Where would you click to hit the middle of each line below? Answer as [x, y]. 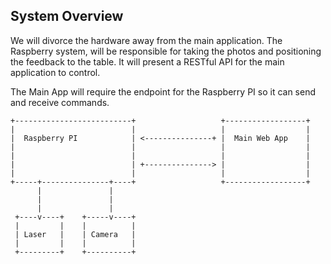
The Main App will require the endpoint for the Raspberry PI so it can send [163, 91]
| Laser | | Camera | [75, 234]
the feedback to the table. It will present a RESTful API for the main [147, 61]
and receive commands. [60, 102]
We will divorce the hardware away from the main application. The [146, 40]
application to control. [55, 72]
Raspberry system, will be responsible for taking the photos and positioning [166, 51]
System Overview [67, 16]
